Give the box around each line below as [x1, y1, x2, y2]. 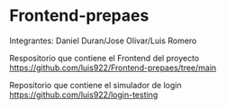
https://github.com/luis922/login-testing [9, 89, 158, 100]
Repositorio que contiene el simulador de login [9, 79, 182, 90]
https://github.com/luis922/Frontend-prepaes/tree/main [9, 62, 217, 73]
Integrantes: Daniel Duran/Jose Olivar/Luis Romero [9, 35, 197, 46]
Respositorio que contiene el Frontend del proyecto [9, 52, 200, 63]
